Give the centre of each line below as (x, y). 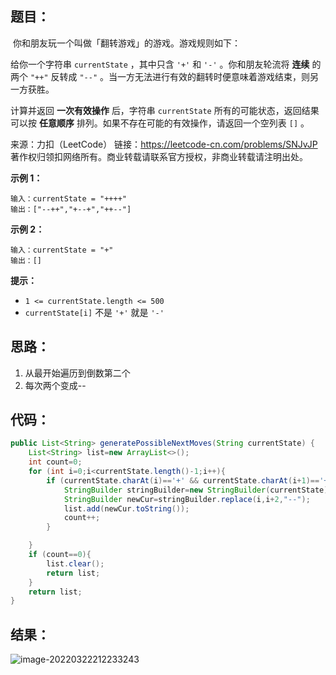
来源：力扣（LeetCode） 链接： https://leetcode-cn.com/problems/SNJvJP (164, 144)
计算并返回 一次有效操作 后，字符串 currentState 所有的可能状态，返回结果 (165, 110)
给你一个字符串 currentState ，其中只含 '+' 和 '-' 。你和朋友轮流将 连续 (160, 64)
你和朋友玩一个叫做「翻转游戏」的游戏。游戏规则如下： (126, 43)
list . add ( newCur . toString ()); (126, 508)
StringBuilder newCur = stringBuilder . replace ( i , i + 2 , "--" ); (187, 499)
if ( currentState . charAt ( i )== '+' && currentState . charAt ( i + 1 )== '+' (189, 480)
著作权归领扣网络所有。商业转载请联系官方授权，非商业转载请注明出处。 (159, 156)
